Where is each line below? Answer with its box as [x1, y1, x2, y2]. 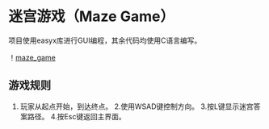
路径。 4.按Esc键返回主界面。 [27, 111, 127, 121]
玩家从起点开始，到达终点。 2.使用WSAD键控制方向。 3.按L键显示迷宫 [19, 102, 254, 111]
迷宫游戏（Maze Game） [8, 7, 175, 26]
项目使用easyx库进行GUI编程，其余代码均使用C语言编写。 [8, 35, 202, 45]
